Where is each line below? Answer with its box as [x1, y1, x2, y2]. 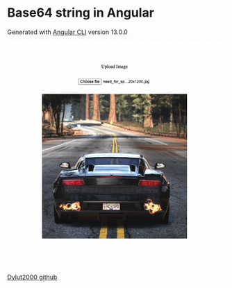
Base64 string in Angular [7, 5, 155, 21]
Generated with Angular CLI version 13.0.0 [7, 28, 129, 36]
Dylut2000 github [7, 273, 58, 282]
